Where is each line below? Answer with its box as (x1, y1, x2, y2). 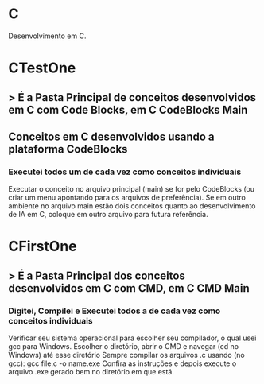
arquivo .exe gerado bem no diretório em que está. (8, 367, 175, 377)
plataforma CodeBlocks (8, 142, 128, 156)
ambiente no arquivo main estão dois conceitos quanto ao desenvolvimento (8, 201, 256, 211)
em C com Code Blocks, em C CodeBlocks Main (8, 103, 248, 116)
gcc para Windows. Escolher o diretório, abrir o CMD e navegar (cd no (8, 342, 239, 351)
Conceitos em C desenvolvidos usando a (8, 130, 215, 143)
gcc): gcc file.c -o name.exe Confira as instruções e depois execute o (8, 359, 237, 368)
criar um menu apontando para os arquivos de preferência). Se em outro (8, 192, 247, 203)
